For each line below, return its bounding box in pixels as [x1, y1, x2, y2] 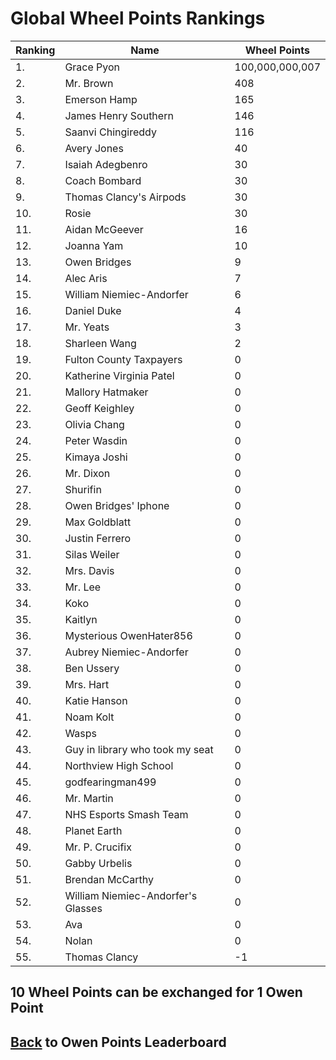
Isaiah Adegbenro [64, 157, 148, 171]
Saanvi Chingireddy [64, 125, 157, 139]
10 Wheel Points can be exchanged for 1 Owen [10, 984, 303, 1001]
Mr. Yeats [64, 320, 110, 334]
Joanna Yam [64, 238, 124, 252]
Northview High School [64, 758, 174, 772]
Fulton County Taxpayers [64, 352, 183, 366]
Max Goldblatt [64, 515, 132, 529]
